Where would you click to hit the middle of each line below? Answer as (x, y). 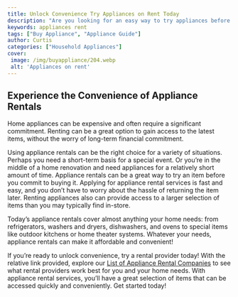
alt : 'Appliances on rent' (50, 67)
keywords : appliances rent (47, 27)
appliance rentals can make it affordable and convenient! (91, 242)
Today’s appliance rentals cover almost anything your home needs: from (113, 219)
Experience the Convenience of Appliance (103, 96)
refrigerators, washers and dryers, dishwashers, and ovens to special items (118, 227)
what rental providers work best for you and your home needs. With (107, 271)
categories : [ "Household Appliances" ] (65, 47)
